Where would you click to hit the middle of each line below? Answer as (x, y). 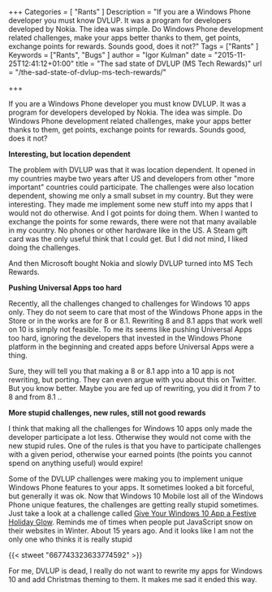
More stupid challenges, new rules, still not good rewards (107, 413)
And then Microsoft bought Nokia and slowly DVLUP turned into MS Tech (131, 263)
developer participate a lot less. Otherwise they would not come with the (130, 437)
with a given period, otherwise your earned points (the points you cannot (130, 454)
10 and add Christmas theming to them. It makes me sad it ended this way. (133, 579)
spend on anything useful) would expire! (76, 463)
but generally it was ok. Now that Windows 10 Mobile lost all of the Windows (136, 496)
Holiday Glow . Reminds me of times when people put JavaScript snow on (131, 522)
